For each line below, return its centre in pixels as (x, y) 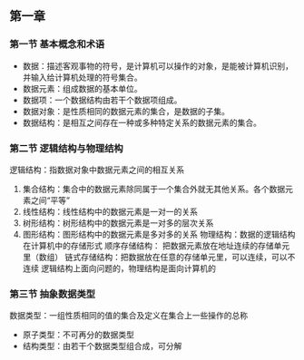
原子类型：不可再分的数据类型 (78, 335)
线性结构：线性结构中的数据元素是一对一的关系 (110, 211)
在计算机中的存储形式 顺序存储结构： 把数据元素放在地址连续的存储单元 (156, 245)
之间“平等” (50, 200)
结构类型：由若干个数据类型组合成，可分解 (102, 346)
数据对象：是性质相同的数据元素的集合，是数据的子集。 (126, 111)
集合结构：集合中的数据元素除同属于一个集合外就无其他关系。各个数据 (154, 189)
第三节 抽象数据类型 (53, 294)
